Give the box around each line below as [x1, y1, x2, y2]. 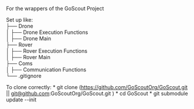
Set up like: [6, 16, 33, 23]
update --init [6, 96, 37, 103]
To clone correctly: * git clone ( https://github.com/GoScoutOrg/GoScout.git [6, 84, 188, 90]
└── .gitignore [6, 73, 42, 79]
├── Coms [6, 60, 33, 67]
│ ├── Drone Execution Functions [6, 29, 89, 36]
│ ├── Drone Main [6, 35, 52, 42]
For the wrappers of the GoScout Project [6, 5, 104, 12]
